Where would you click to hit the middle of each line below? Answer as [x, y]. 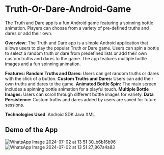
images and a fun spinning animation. [43, 64]
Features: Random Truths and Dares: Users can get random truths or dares [82, 73]
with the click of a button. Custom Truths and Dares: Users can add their [79, 78]
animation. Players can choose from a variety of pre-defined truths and [77, 28]
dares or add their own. [29, 33]
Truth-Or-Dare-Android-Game [68, 9]
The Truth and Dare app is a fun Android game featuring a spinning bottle [79, 23]
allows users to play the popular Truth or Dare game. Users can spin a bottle [82, 48]
